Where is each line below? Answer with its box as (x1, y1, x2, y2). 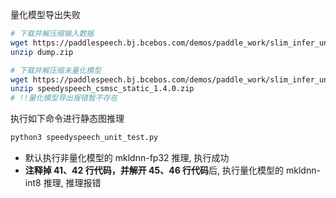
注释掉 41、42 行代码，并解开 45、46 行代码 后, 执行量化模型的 (24, 164, 285, 176)
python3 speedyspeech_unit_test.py (10, 133, 159, 143)
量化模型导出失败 (10, 9, 81, 20)
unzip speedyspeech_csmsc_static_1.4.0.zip (10, 84, 195, 94)
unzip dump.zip (10, 47, 74, 57)
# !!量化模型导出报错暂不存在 (10, 93, 118, 103)
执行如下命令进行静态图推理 (10, 113, 125, 125)
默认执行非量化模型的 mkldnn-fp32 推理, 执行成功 (24, 152, 230, 163)
